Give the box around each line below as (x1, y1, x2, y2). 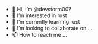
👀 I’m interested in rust (11, 12, 67, 19)
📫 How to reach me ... (11, 32, 67, 38)
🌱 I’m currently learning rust (11, 18, 80, 25)
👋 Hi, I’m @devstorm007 (11, 6, 72, 12)
